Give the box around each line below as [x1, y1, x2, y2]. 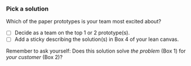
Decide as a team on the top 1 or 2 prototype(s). [14, 29, 130, 36]
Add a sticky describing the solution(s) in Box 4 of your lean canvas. [14, 36, 179, 43]
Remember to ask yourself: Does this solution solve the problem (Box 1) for [6, 47, 186, 54]
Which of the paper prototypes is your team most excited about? [6, 18, 162, 25]
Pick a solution [6, 5, 48, 13]
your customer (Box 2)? [6, 54, 63, 61]
